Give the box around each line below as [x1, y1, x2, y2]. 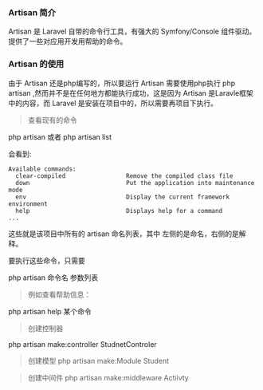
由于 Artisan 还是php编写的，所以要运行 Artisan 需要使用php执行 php [8, 78, 236, 88]
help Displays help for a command [15, 207, 223, 215]
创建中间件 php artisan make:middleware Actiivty [27, 372, 189, 382]
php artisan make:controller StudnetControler [8, 339, 157, 349]
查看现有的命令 [27, 115, 77, 124]
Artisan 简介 [8, 6, 57, 18]
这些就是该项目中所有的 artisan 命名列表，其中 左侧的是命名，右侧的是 [8, 229, 239, 238]
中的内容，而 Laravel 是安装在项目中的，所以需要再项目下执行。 [8, 98, 218, 108]
